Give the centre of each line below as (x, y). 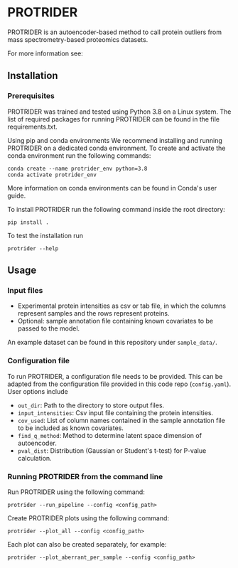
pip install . (28, 222)
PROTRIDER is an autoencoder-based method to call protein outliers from (115, 32)
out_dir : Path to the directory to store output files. (91, 405)
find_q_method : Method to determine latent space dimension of (110, 435)
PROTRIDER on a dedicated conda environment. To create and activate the (117, 148)
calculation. (34, 458)
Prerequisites (31, 96)
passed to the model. (49, 328)
